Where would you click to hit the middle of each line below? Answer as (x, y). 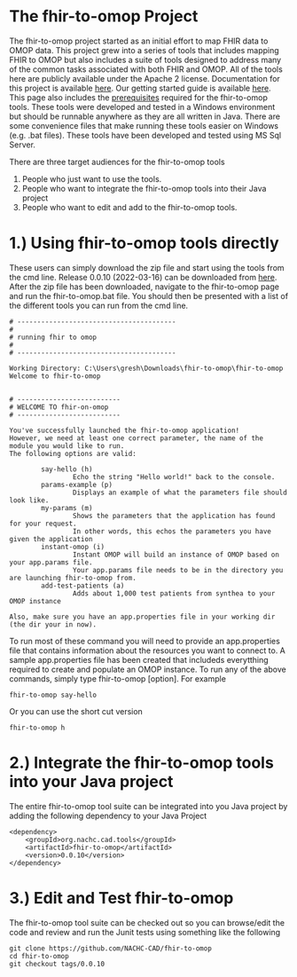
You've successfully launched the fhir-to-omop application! (125, 430)
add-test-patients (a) (83, 586)
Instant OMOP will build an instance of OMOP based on (176, 555)
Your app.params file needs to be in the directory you (178, 570)
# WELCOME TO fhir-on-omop (59, 407)
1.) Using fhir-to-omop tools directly (144, 244)
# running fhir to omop (53, 337)
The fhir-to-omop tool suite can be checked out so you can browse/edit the (147, 922)
